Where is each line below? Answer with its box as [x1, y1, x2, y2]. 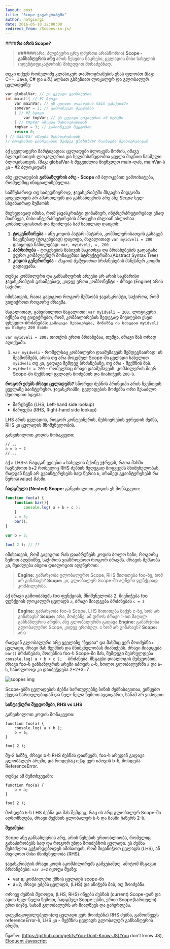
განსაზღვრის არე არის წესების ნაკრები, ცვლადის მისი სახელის [17, 55, 156, 62]
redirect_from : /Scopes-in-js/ [5, 26, 72, 32]
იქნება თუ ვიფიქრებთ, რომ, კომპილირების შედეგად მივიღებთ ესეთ [5, 314, 153, 320]
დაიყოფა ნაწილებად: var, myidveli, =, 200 [12, 241, 109, 247]
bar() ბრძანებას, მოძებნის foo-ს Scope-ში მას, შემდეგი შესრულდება [5, 650, 153, 656]
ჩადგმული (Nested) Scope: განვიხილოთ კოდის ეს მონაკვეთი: [5, 485, 141, 491]
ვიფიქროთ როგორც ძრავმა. [5, 299, 67, 305]
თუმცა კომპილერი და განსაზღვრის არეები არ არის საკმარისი [5, 273, 140, 279]
